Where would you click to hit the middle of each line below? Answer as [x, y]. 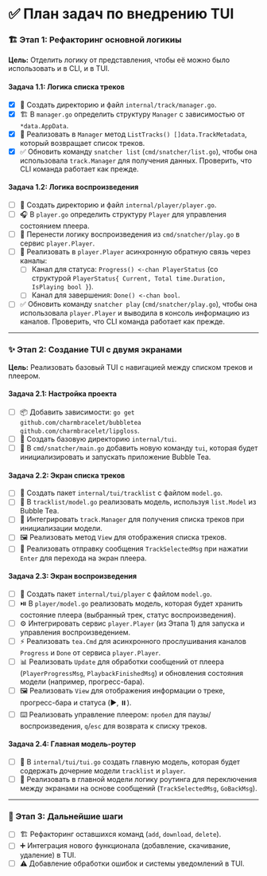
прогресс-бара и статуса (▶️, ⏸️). [75, 702]
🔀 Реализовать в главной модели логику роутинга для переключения [138, 780]
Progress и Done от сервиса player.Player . [90, 652]
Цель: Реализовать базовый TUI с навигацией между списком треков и [130, 367]
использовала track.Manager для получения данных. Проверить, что [136, 160]
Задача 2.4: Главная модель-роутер [72, 744]
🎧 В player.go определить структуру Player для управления [123, 214]
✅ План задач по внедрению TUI [121, 14]
